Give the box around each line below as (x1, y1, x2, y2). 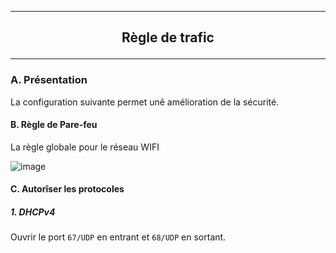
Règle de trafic (121, 29, 215, 46)
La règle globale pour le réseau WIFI (10, 141, 160, 153)
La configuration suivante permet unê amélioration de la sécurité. (10, 96, 280, 108)
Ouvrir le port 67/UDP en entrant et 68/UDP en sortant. (10, 231, 227, 243)
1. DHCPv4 (10, 206, 56, 218)
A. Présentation (10, 73, 88, 87)
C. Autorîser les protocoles (10, 183, 125, 195)
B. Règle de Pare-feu (10, 119, 98, 131)
